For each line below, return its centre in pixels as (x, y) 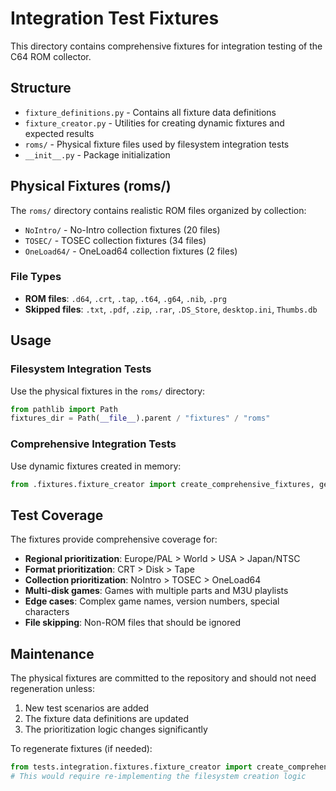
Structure (41, 88)
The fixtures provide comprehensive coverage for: (114, 539)
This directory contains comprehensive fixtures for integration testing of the (166, 46)
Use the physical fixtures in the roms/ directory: (108, 391)
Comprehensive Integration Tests (93, 444)
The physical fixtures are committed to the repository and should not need (163, 678)
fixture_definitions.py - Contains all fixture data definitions (150, 112)
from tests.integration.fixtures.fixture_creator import (131, 767)
